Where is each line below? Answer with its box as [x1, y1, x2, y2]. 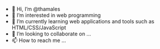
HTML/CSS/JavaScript [11, 24, 66, 31]
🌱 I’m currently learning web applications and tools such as [11, 18, 155, 24]
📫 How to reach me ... [11, 37, 66, 44]
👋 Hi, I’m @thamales [11, 6, 60, 12]
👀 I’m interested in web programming [11, 12, 101, 19]
